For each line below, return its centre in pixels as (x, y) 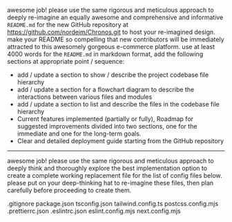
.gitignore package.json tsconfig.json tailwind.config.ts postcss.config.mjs (113, 204)
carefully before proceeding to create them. (69, 190)
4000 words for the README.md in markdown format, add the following (105, 54)
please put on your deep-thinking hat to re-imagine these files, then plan (110, 183)
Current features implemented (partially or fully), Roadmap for (105, 119)
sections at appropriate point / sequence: (66, 61)
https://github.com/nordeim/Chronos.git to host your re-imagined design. (111, 32)
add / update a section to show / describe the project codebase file (113, 75)
